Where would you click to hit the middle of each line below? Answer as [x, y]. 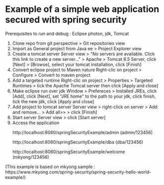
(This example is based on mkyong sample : [50, 167]
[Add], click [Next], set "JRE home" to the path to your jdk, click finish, [84, 96]
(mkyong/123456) [31, 157]
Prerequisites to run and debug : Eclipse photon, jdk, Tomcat [67, 33]
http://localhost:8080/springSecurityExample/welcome [69, 152]
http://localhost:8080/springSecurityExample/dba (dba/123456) [78, 142]
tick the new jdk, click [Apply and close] [53, 101]
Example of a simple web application [82, 9]
